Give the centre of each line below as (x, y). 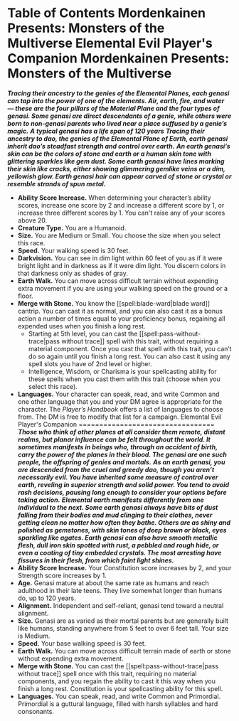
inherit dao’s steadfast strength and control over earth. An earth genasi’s (119, 146)
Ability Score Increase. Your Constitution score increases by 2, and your (124, 567)
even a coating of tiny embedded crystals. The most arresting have (119, 552)
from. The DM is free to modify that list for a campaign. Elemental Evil (119, 417)
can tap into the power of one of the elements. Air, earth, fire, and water (116, 100)
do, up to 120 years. (47, 598)
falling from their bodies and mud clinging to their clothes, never (115, 515)
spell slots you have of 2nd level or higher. (90, 363)
